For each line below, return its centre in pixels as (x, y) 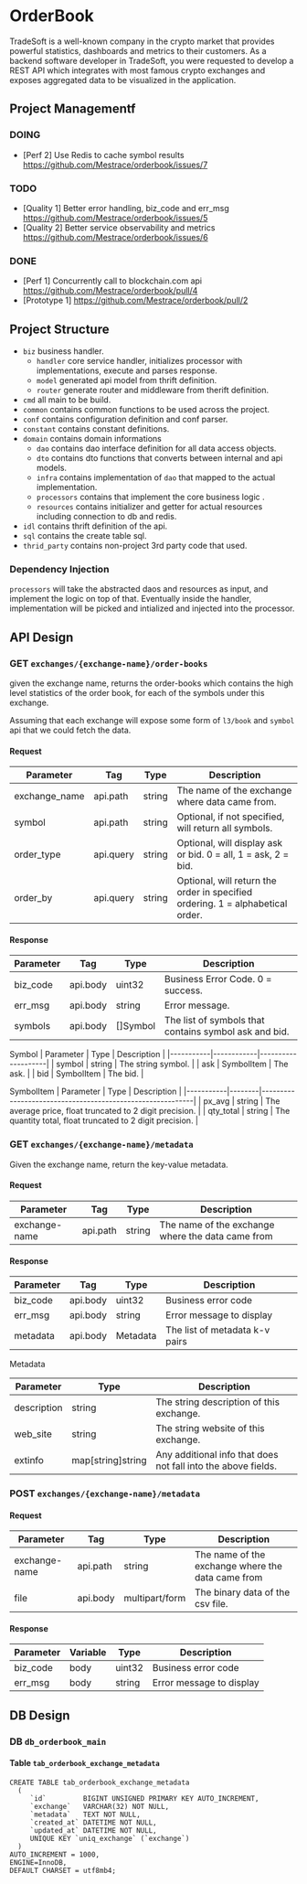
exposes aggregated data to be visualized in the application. (123, 80)
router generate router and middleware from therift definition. (153, 391)
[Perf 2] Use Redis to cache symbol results (103, 155)
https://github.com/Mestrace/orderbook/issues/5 (115, 218)
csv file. (212, 1604)
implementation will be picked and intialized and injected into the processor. (152, 608)
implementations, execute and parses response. (127, 370)
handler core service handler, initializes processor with (139, 361)
